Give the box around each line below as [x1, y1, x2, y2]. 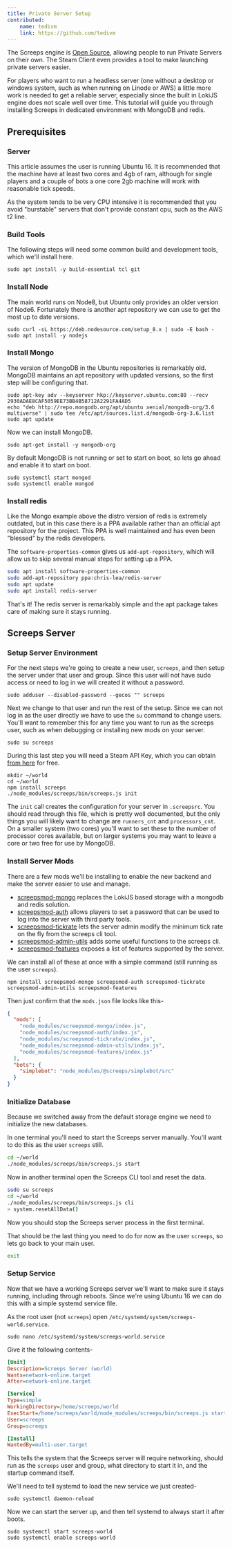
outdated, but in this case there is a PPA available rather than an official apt [7, 519, 221, 528]
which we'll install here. [7, 253, 74, 261]
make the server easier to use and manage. [7, 879, 131, 888]
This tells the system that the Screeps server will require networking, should [7, 1454, 224, 1462]
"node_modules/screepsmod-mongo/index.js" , [19, 1023, 147, 1030]
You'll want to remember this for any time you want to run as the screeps [7, 718, 214, 727]
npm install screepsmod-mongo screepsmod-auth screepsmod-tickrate [7, 978, 206, 985]
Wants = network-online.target [7, 1372, 91, 1379]
